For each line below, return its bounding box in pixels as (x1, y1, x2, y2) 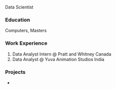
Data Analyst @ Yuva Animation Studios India (12, 56, 105, 62)
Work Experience (5, 40, 48, 47)
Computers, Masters (5, 28, 47, 33)
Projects (5, 68, 26, 75)
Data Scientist (5, 4, 34, 10)
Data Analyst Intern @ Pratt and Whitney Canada (12, 51, 112, 57)
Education (5, 16, 31, 23)
